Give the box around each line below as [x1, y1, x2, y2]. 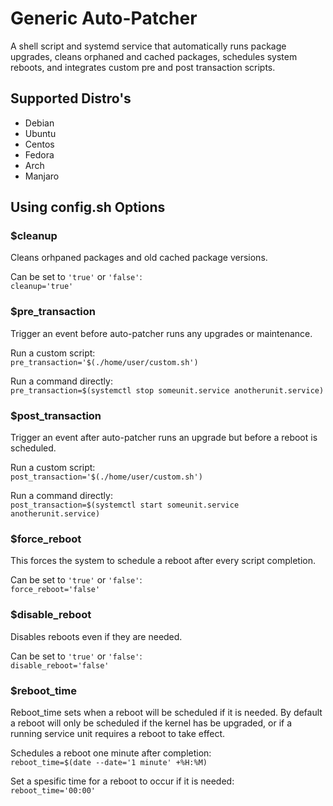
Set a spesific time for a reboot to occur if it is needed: [10, 775, 235, 787]
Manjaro [24, 170, 60, 182]
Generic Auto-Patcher [10, 7, 198, 30]
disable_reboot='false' [10, 660, 110, 671]
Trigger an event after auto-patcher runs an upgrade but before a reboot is [10, 432, 318, 444]
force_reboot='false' [10, 585, 101, 595]
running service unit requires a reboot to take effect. [10, 727, 226, 739]
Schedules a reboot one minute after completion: [10, 747, 212, 759]
